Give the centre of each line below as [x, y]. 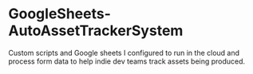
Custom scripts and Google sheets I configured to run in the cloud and [124, 53]
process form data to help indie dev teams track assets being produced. [127, 61]
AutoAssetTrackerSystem [96, 31]
